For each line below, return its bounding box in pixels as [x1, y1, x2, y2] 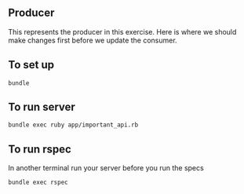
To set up [8, 58, 55, 71]
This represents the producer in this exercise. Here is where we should [8, 27, 237, 36]
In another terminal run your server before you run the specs [8, 163, 204, 173]
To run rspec [8, 142, 72, 156]
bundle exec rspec [8, 178, 68, 187]
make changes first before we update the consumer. [8, 35, 178, 45]
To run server [8, 101, 76, 114]
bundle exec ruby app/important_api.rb [8, 121, 139, 129]
